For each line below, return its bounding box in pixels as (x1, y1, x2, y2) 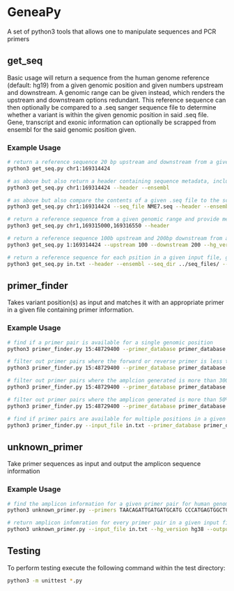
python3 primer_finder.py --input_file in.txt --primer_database (7, 421, 201, 429)
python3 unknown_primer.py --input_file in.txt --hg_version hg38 (7, 526, 204, 533)
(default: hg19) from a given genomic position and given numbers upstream (7, 81, 224, 89)
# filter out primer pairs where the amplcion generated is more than (7, 377, 217, 384)
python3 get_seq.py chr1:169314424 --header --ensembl (7, 184, 170, 191)
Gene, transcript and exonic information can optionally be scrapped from (7, 118, 217, 126)
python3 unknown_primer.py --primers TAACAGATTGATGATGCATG (7, 507, 182, 514)
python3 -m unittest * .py (7, 577, 82, 584)
